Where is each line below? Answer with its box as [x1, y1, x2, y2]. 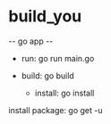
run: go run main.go [21, 53, 95, 63]
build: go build [21, 70, 75, 81]
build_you [8, 6, 82, 27]
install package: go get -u [8, 104, 104, 115]
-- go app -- [8, 36, 54, 46]
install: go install [34, 87, 95, 98]
